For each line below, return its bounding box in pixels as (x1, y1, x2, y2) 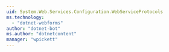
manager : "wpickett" (6, 36, 59, 42)
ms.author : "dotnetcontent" (6, 31, 77, 37)
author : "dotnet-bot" (6, 25, 61, 32)
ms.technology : (6, 14, 45, 20)
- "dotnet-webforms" (11, 20, 63, 26)
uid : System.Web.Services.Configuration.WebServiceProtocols (6, 8, 164, 15)
